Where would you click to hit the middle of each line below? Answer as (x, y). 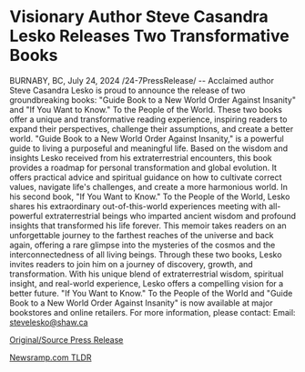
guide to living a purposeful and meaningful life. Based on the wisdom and (149, 148)
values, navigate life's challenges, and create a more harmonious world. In (149, 186)
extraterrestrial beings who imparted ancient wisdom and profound (171, 216)
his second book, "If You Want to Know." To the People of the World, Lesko (150, 196)
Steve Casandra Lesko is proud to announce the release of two (127, 90)
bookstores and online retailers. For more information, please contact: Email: (152, 312)
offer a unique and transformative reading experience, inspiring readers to (148, 119)
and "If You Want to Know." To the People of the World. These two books (146, 109)
